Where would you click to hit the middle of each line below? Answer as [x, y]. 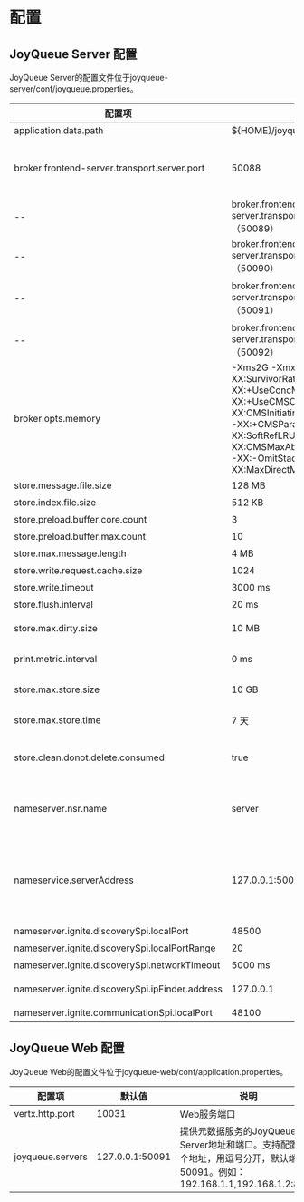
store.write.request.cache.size [78, 570]
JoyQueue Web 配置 [67, 1048]
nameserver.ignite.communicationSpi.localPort [113, 1013]
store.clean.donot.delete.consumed [89, 757]
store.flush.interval [53, 605]
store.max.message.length [70, 553]
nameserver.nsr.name [61, 809]
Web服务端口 [208, 1114]
